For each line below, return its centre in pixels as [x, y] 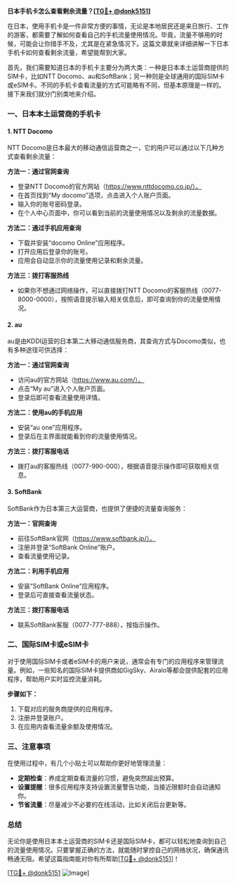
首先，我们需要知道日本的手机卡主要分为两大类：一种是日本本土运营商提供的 [118, 67]
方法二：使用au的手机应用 [45, 412]
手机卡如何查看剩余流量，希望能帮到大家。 [69, 53]
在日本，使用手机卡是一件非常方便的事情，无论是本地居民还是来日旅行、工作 [118, 26]
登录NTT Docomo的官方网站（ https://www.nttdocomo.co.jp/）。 [110, 187]
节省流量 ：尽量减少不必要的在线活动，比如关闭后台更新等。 [104, 805]
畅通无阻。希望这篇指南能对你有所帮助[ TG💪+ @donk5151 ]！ [94, 859]
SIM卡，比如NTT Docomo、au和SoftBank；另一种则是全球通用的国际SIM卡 [116, 76]
